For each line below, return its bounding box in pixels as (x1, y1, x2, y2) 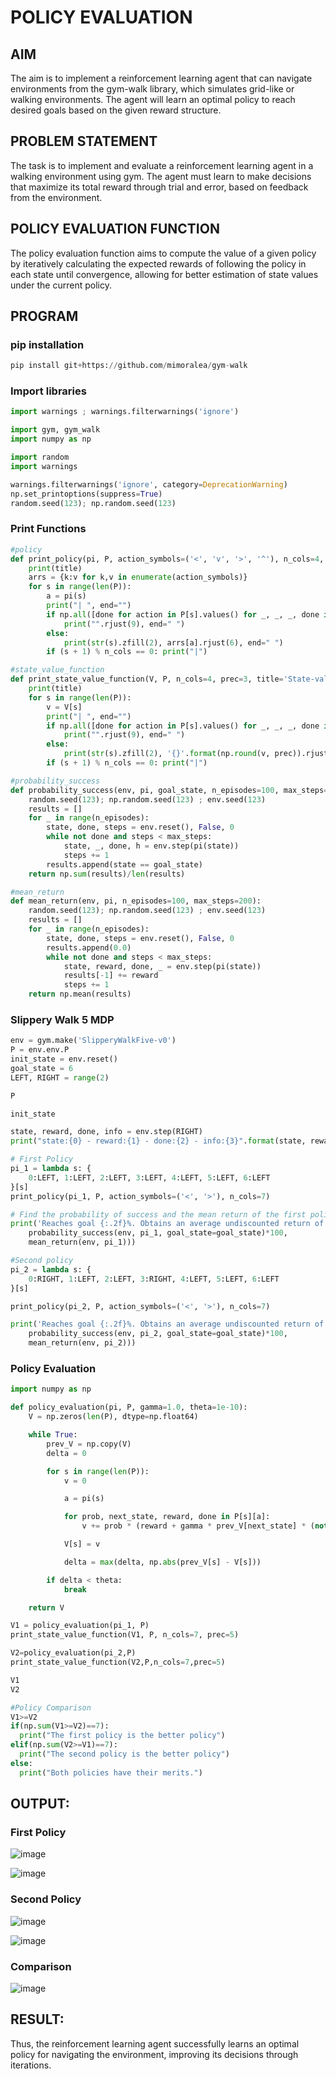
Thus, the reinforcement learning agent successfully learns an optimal (10, 2037, 300, 2050)
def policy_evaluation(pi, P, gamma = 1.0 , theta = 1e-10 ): (10, 1402, 248, 1413)
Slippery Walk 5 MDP (10, 1012, 115, 1026)
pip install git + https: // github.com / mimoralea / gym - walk (10, 361, 248, 371)
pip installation (10, 337, 85, 351)
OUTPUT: (10, 1796, 70, 1813)
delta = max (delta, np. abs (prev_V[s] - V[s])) (63, 1557, 262, 1567)
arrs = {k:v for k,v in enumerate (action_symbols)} (28, 572, 248, 583)
